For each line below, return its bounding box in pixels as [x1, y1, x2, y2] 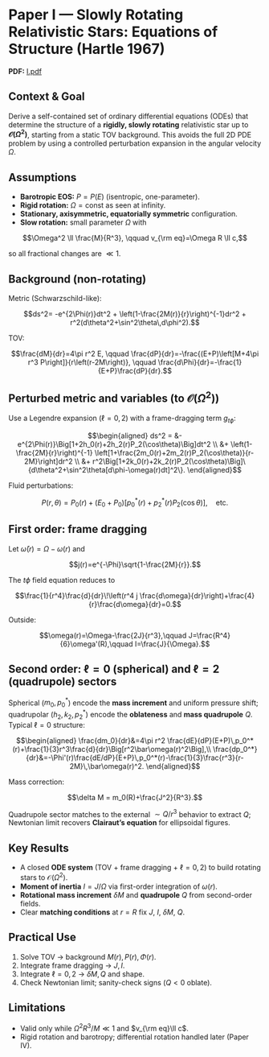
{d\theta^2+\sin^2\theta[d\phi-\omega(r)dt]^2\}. [27, 465, 186, 474]
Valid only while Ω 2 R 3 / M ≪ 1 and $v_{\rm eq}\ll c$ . [19, 1022, 189, 1034]
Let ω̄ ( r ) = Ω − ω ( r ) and [8, 543, 86, 553]
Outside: [8, 614, 36, 625]
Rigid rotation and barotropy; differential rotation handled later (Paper [19, 1032, 249, 1042]
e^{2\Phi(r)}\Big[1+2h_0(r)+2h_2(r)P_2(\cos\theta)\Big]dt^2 [17, 439, 211, 448]
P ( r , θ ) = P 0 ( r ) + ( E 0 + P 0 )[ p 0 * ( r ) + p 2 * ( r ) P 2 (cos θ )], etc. [41, 496, 229, 509]
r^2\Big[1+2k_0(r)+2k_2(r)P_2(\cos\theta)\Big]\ [92, 456, 247, 466]
